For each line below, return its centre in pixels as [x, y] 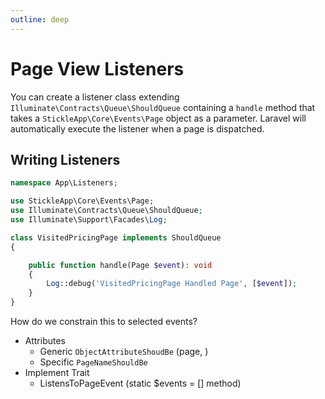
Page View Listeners [97, 68]
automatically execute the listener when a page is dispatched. [137, 128]
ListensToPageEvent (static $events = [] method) [140, 383]
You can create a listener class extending [95, 97]
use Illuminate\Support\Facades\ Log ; [89, 220]
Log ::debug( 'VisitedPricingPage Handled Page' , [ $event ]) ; [172, 284]
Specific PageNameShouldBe [93, 362]
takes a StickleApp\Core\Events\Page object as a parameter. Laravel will [158, 118]
